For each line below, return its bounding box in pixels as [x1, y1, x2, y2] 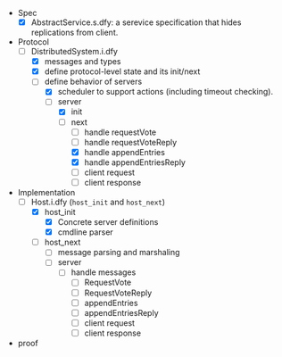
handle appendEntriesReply [84, 156, 186, 168]
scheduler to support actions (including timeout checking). [57, 87, 274, 97]
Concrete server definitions [57, 217, 159, 228]
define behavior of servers [44, 76, 143, 87]
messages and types [44, 56, 122, 67]
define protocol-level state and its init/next [44, 66, 201, 77]
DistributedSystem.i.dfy [30, 46, 119, 57]
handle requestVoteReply [84, 137, 178, 147]
